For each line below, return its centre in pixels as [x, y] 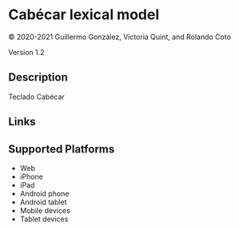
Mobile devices [45, 210]
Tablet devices [44, 219]
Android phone [44, 193]
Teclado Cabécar [37, 97]
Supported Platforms [62, 149]
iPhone [32, 176]
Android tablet [43, 202]
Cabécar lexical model [84, 15]
